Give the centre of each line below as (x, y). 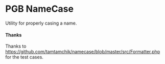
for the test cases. (24, 57)
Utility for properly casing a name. (41, 23)
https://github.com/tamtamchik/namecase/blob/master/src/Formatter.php (83, 52)
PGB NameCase (40, 9)
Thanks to (16, 46)
